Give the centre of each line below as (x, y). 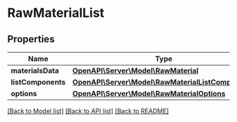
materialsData (35, 71)
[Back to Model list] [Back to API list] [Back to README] (88, 111)
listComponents (38, 82)
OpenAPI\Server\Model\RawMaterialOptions (149, 93)
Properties (31, 39)
